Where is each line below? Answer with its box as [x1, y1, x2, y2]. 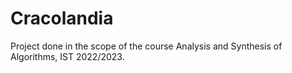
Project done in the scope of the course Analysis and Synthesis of [10, 40, 283, 52]
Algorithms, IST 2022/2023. [10, 50, 125, 62]
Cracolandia [10, 7, 114, 30]
